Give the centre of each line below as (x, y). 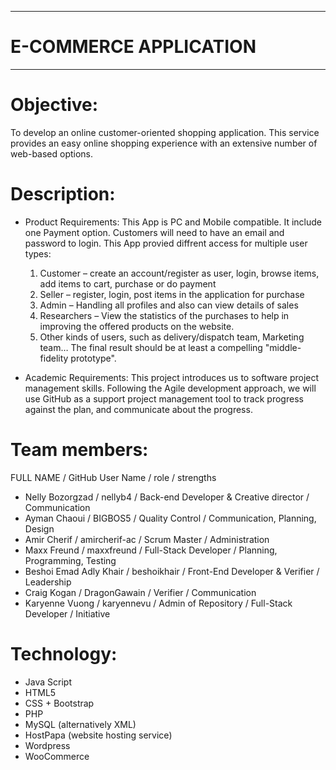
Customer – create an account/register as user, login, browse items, (179, 273)
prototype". (93, 358)
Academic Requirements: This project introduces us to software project (172, 377)
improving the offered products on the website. (137, 326)
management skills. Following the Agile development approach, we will (170, 388)
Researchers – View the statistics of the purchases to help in (164, 315)
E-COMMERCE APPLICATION (133, 47)
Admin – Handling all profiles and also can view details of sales (169, 305)
